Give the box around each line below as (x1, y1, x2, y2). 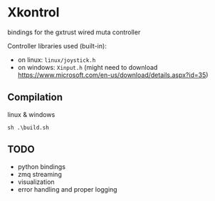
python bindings (17, 162, 66, 171)
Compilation (7, 91, 63, 103)
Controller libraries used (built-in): (7, 41, 107, 50)
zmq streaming (17, 170, 62, 178)
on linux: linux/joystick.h (17, 55, 96, 64)
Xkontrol (7, 4, 60, 21)
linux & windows (7, 110, 56, 118)
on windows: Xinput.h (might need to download (17, 63, 158, 71)
